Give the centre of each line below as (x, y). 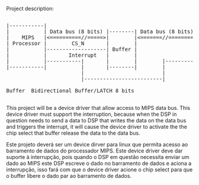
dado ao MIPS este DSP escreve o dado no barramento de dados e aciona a (99, 163)
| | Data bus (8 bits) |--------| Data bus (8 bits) (100, 32)
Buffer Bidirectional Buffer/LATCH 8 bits (70, 91)
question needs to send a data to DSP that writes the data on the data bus (96, 120)
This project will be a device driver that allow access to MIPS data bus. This (98, 108)
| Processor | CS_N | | (72, 43)
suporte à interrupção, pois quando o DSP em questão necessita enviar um (98, 157)
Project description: (30, 9)
